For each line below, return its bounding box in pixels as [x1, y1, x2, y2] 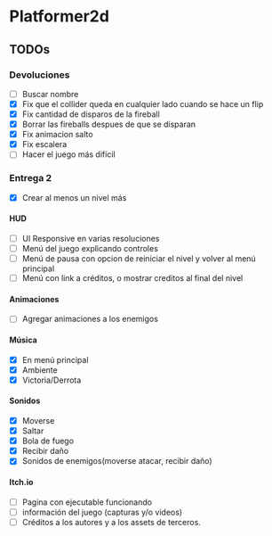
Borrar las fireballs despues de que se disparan [21, 119, 196, 130]
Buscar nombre [21, 88, 79, 99]
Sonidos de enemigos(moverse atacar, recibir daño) [21, 456, 212, 466]
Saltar [21, 425, 44, 436]
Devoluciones [9, 69, 70, 81]
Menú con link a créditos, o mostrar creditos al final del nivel [21, 273, 244, 284]
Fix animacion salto [21, 129, 93, 140]
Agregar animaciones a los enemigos [21, 314, 158, 325]
